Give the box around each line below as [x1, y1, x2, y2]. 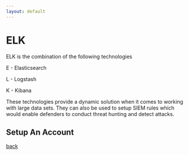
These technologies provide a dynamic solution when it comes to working [6, 98, 184, 105]
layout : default [6, 8, 45, 15]
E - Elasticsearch [6, 64, 47, 71]
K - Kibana [6, 87, 32, 94]
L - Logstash [6, 75, 37, 82]
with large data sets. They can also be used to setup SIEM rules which [6, 104, 175, 111]
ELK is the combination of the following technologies [6, 53, 132, 60]
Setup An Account [6, 127, 74, 137]
